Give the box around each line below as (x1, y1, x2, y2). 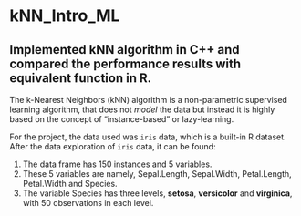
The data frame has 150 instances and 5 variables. (22, 159, 213, 170)
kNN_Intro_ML (9, 5, 120, 26)
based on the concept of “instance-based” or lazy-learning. (9, 114, 234, 124)
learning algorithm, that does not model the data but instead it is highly (9, 104, 275, 115)
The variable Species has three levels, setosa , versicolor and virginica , (22, 188, 293, 199)
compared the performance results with (9, 56, 242, 71)
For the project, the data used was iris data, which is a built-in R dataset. (9, 131, 286, 142)
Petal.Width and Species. (22, 179, 118, 189)
